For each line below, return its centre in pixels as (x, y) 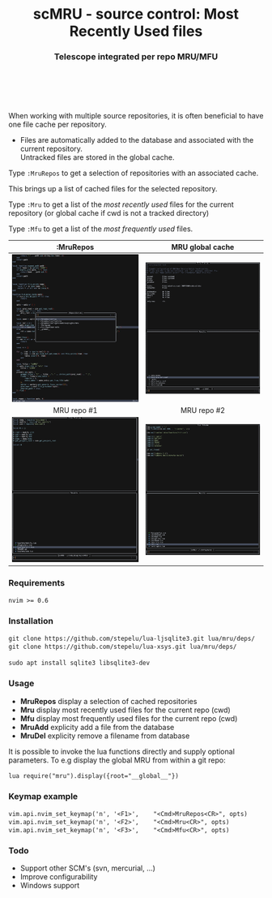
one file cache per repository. (57, 125)
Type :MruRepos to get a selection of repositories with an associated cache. (134, 173)
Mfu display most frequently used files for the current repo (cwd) (129, 718)
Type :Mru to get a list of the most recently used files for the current (121, 204)
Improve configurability (59, 877)
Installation (31, 621)
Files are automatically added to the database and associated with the (137, 140)
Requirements (37, 582)
